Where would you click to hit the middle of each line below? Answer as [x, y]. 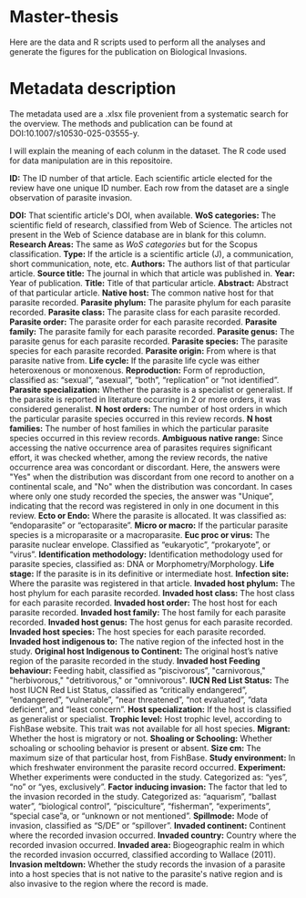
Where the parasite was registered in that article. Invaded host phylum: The [153, 583]
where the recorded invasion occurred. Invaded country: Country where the [153, 835]
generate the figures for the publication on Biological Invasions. [128, 51]
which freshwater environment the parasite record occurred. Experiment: [148, 767]
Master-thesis [64, 17]
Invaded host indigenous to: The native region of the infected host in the [147, 641]
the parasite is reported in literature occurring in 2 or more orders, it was [145, 399]
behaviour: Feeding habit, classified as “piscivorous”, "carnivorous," [138, 670]
